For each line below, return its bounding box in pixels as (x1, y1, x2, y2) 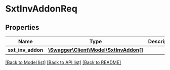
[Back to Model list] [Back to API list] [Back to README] (5, 59, 121, 65)
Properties (5, 23, 39, 32)
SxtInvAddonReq (5, 3, 77, 15)
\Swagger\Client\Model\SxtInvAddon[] (48, 46, 143, 53)
